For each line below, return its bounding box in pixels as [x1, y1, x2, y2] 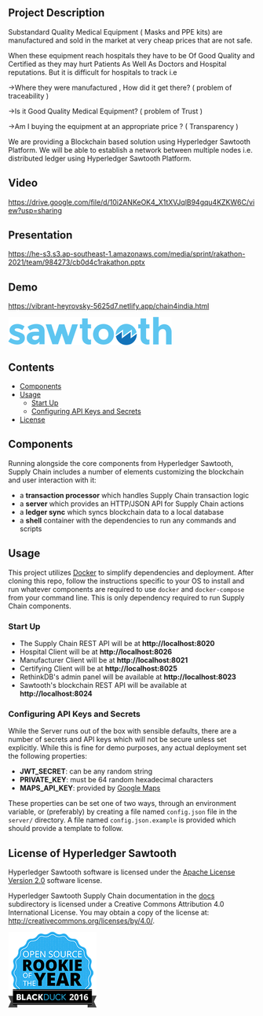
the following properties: [8, 752, 88, 761]
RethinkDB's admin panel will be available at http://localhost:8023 [19, 672, 237, 682]
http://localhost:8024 [19, 689, 93, 698]
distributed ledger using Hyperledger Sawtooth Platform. [8, 153, 192, 163]
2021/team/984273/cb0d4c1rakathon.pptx [8, 257, 145, 267]
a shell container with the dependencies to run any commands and [19, 515, 237, 525]
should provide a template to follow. [8, 824, 124, 833]
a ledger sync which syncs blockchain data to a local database [19, 507, 225, 516]
